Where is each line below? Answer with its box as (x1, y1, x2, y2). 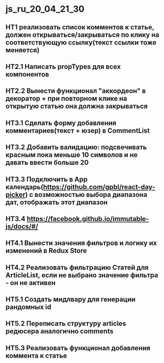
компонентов (5, 70, 50, 78)
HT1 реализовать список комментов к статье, (5, 23, 154, 31)
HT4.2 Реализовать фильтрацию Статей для (5, 263, 149, 271)
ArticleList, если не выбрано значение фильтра (5, 271, 159, 279)
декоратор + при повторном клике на (5, 95, 127, 103)
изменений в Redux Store (5, 246, 87, 255)
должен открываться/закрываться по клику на (5, 30, 160, 39)
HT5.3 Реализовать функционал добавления (5, 344, 151, 352)
